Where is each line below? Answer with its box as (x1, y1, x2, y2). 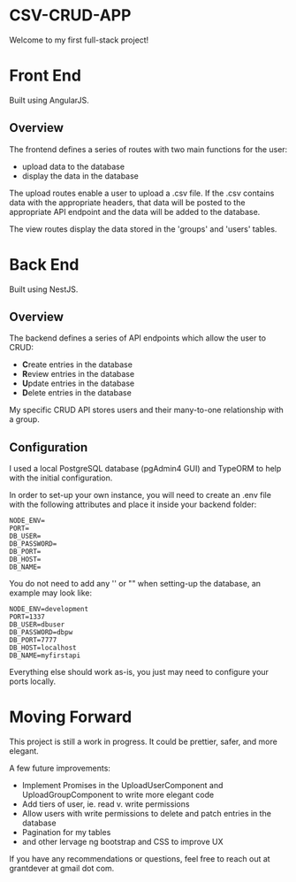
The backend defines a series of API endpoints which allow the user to (9, 333, 267, 343)
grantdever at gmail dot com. (9, 863, 115, 874)
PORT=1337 (9, 612, 46, 622)
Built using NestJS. (9, 284, 79, 295)
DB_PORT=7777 (9, 636, 57, 645)
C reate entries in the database (21, 359, 133, 370)
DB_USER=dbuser (9, 620, 65, 629)
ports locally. (9, 676, 57, 686)
